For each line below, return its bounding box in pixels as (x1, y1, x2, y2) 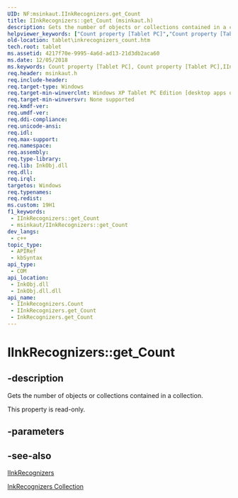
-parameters (7, 426, 64, 438)
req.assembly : (7, 149, 50, 156)
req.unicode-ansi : (7, 122, 62, 130)
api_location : (7, 274, 50, 281)
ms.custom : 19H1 (7, 201, 55, 209)
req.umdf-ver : (7, 109, 50, 116)
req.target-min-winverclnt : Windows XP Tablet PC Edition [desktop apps (7, 89, 227, 96)
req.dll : (7, 168, 33, 176)
